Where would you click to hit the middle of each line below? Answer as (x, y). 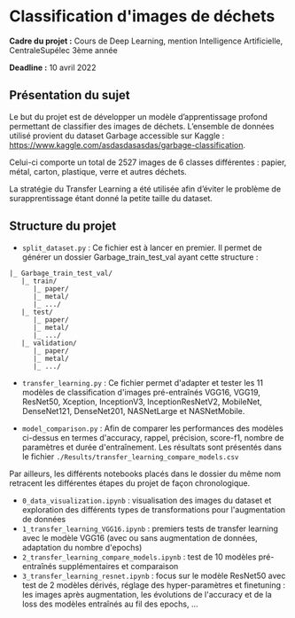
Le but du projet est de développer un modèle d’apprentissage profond (139, 116)
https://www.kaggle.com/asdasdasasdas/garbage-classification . (128, 145)
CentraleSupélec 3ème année (63, 50)
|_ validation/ (49, 343)
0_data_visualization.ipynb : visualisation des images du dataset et (147, 500)
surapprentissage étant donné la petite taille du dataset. (111, 198)
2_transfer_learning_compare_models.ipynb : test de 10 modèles (139, 557)
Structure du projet (63, 227)
